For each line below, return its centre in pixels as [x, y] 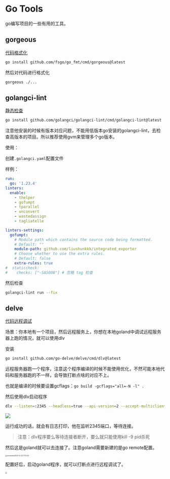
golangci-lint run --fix [31, 292]
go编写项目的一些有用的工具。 [37, 23]
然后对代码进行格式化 [27, 72]
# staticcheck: [22, 268]
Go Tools [24, 9]
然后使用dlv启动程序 [26, 397]
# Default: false [33, 259]
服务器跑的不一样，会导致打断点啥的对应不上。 [63, 375]
